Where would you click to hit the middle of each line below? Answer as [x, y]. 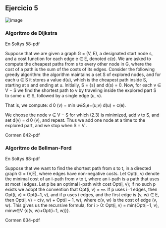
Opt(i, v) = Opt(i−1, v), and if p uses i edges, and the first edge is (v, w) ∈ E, [82, 195]
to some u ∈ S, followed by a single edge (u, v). [54, 96]
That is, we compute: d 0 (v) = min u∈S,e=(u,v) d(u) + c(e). [66, 105]
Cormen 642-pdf [23, 135]
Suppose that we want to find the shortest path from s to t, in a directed [78, 168]
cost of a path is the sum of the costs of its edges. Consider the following [80, 70]
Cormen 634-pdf [23, 220]
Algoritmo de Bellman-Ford [38, 148]
